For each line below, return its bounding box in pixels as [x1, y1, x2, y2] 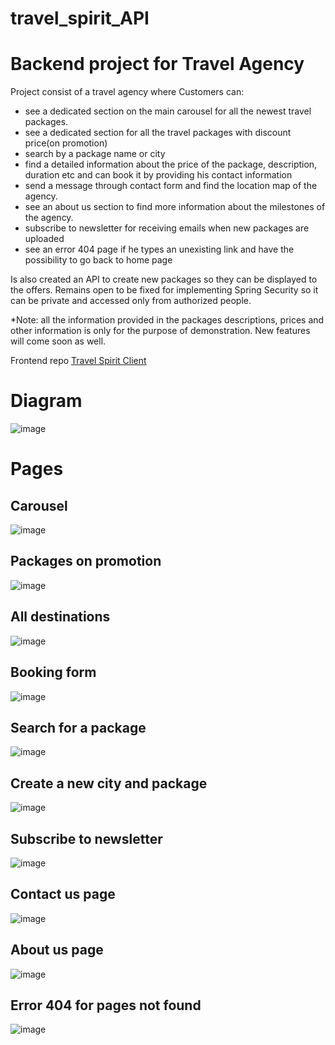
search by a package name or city [24, 148, 166, 160]
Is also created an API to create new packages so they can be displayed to [10, 273, 318, 286]
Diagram [10, 390, 83, 412]
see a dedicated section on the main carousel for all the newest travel [24, 105, 312, 117]
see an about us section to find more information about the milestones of [24, 201, 326, 213]
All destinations [10, 608, 111, 626]
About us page [10, 942, 104, 959]
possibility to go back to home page [24, 254, 173, 266]
